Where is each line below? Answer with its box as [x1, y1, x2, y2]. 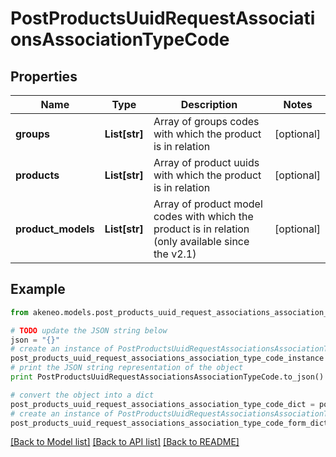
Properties [10, 68, 78, 85]
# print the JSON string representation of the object [10, 363, 244, 373]
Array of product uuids [153, 156, 260, 169]
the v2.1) [153, 247, 197, 261]
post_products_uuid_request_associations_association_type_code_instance [10, 353, 325, 364]
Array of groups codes [153, 115, 260, 128]
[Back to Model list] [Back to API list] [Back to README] [10, 436, 240, 448]
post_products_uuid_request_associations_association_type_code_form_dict [10, 418, 329, 428]
